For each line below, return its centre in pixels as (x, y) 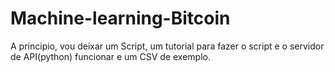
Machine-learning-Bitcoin (120, 18)
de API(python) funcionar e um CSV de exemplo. (110, 56)
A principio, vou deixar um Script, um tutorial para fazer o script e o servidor (167, 46)
